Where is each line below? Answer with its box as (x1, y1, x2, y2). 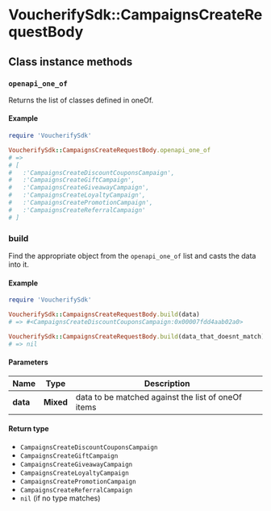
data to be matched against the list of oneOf (75, 391, 242, 402)
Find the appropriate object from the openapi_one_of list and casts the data (8, 251, 256, 260)
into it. (8, 260, 30, 269)
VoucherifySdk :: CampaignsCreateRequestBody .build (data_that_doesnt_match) (8, 332, 265, 340)
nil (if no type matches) (19, 493, 101, 503)
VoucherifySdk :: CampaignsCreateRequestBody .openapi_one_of (8, 146, 211, 154)
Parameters (8, 357, 48, 368)
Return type (8, 424, 50, 434)
